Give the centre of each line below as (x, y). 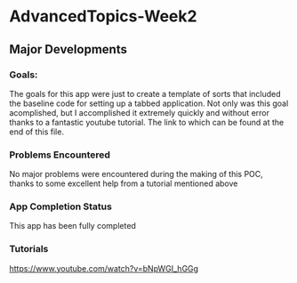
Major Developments (68, 49)
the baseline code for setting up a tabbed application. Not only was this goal (149, 103)
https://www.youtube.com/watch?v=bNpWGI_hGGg (104, 268)
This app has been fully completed (72, 226)
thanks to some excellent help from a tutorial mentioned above (124, 183)
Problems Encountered (60, 155)
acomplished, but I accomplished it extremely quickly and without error (139, 112)
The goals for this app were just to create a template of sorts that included (145, 93)
